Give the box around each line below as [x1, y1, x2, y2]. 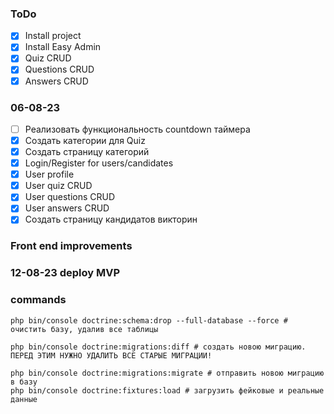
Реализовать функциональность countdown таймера [24, 123, 251, 135]
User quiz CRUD [24, 180, 93, 192]
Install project [24, 30, 82, 42]
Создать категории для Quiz [24, 134, 146, 146]
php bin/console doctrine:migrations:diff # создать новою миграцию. [10, 342, 307, 352]
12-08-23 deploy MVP [10, 266, 121, 280]
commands [10, 293, 67, 307]
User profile [24, 168, 75, 181]
